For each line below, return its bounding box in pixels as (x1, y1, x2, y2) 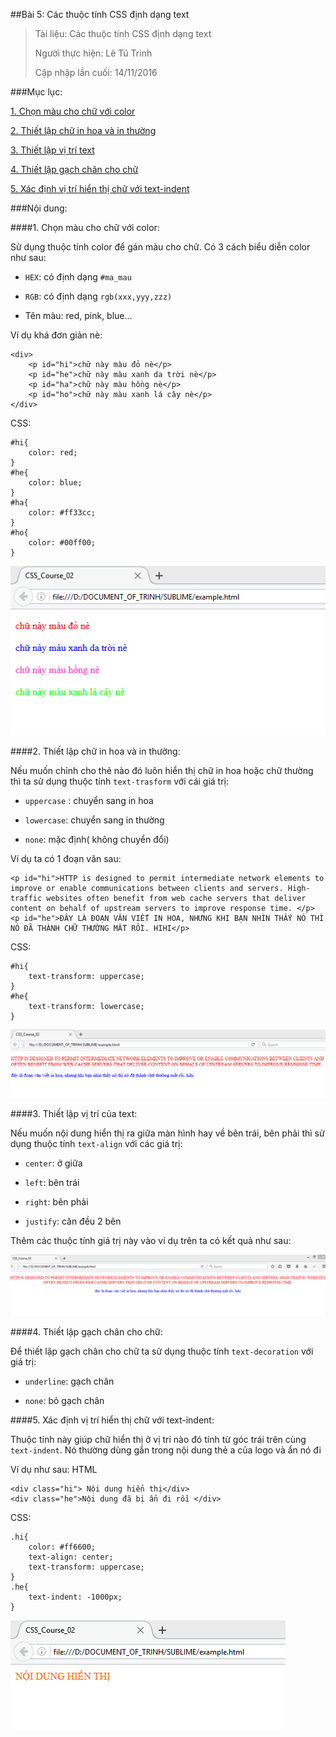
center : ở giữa (24, 1157, 83, 1169)
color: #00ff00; (28, 538, 97, 548)
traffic (10, 894, 43, 904)
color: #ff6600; (28, 1542, 97, 1553)
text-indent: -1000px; (28, 1592, 123, 1603)
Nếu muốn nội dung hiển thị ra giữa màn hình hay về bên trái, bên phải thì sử (10, 1127, 325, 1139)
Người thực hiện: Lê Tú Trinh (34, 47, 153, 59)
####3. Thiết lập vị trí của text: (10, 1107, 138, 1119)
